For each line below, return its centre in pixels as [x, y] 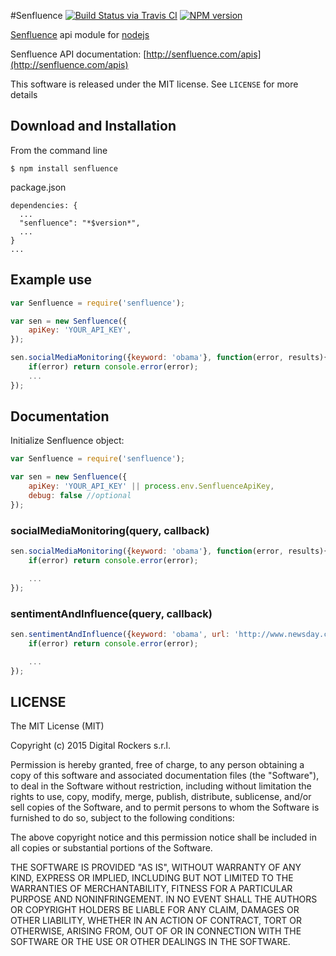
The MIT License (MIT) [57, 726]
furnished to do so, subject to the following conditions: [122, 818]
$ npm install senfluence [64, 168]
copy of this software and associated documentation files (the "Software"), [165, 776]
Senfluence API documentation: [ [78, 54]
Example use [51, 280]
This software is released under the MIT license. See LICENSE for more [154, 84]
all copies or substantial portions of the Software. [111, 848]
